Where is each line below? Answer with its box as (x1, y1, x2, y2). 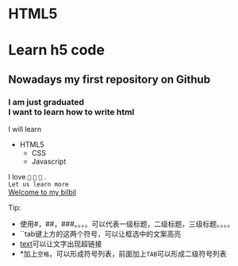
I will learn (8, 125, 42, 134)
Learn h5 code (8, 41, 106, 60)
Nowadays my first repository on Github (8, 72, 211, 86)
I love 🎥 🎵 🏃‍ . (8, 172, 47, 182)
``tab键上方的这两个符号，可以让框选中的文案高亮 (19, 229, 181, 239)
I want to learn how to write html (8, 106, 135, 118)
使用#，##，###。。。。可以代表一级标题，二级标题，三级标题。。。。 (19, 219, 234, 229)
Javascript (31, 156, 67, 167)
